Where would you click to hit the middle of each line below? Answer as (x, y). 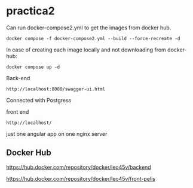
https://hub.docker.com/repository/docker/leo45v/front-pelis (81, 178)
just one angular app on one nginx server (57, 134)
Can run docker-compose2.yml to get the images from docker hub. (89, 28)
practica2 (30, 11)
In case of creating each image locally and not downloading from (86, 50)
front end (18, 111)
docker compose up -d (33, 67)
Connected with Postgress (39, 100)
